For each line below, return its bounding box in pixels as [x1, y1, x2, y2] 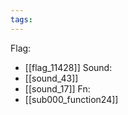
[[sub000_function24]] [24, 93, 119, 105]
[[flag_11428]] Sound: [24, 61, 113, 73]
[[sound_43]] [24, 72, 79, 84]
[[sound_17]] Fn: [24, 82, 91, 95]
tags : [10, 14, 33, 25]
